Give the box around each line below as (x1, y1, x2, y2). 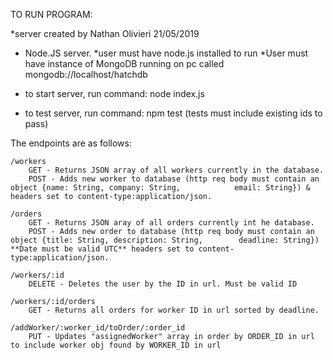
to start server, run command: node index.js (24, 88, 205, 99)
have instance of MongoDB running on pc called (24, 58, 225, 69)
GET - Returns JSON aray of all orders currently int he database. (28, 218, 315, 228)
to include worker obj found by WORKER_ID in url (10, 340, 222, 350)
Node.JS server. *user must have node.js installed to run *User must (24, 47, 309, 59)
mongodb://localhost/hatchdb (24, 69, 148, 80)
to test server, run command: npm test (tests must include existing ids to (24, 107, 323, 119)
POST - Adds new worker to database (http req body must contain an (28, 174, 320, 184)
